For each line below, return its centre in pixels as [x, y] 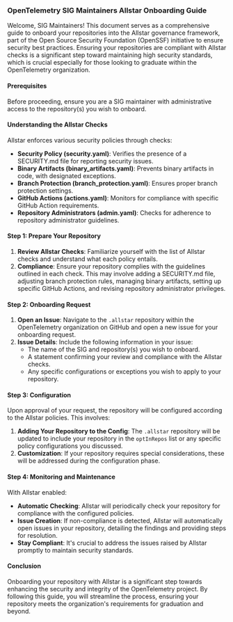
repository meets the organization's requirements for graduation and [105, 603]
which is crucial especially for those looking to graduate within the [102, 63]
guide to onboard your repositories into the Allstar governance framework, [114, 33]
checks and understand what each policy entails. [88, 259]
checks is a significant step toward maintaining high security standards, [110, 55]
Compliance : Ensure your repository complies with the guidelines [111, 266]
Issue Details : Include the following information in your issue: [105, 342]
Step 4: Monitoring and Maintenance [62, 477]
